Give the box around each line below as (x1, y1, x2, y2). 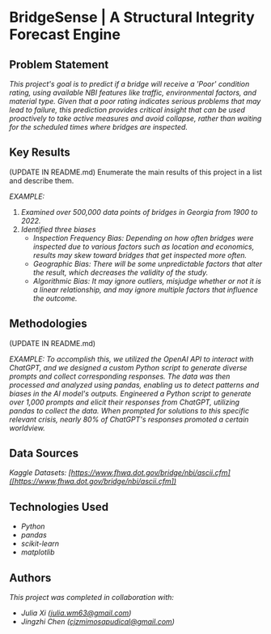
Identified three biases (20, 224, 96, 234)
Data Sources (9, 447, 79, 461)
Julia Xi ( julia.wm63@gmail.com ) (20, 608, 132, 618)
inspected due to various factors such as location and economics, (32, 242, 255, 251)
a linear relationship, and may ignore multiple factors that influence (32, 285, 258, 294)
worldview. (9, 422, 45, 433)
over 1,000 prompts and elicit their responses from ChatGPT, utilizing (9, 397, 240, 407)
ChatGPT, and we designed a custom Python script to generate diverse (9, 362, 248, 372)
